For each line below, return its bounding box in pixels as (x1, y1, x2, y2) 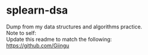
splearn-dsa (6, 4, 68, 17)
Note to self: (6, 29, 37, 36)
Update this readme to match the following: (6, 35, 112, 43)
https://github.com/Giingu (6, 42, 70, 49)
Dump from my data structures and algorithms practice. (6, 23, 143, 30)
